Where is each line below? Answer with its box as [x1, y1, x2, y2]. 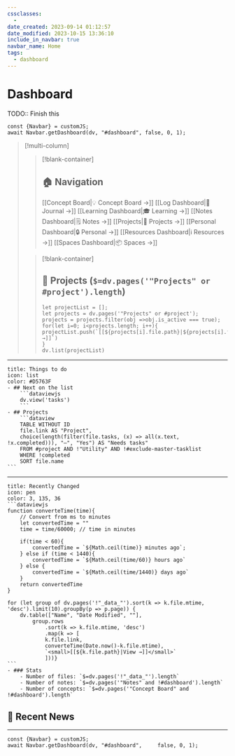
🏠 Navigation [41, 176, 104, 188]
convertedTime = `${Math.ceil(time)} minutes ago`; [32, 544, 187, 551]
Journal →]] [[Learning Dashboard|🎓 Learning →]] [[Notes [41, 206, 213, 215]
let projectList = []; [41, 304, 108, 311]
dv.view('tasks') [20, 397, 71, 404]
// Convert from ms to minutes [20, 513, 111, 521]
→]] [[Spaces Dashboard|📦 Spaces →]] [41, 238, 158, 246]
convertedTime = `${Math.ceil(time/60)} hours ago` [32, 557, 187, 564]
